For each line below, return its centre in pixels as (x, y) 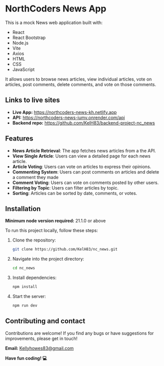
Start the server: (29, 296)
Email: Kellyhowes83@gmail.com (39, 348)
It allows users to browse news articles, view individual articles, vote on (79, 79)
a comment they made (35, 177)
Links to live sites (33, 100)
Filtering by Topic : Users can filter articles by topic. (65, 187)
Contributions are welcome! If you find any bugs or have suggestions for (80, 333)
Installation (23, 209)
